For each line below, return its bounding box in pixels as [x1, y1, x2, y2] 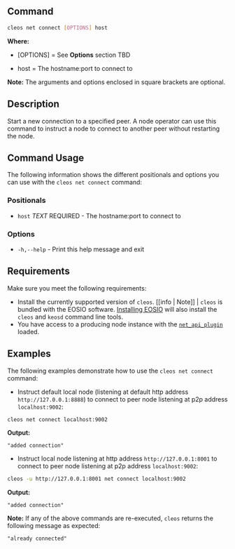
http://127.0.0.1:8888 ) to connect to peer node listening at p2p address [17, 395, 229, 403]
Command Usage [7, 152, 85, 164]
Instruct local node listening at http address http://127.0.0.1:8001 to [17, 454, 218, 463]
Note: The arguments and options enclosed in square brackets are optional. [7, 77, 226, 86]
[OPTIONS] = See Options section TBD [17, 51, 131, 59]
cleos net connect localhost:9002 [7, 416, 108, 423]
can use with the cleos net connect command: [7, 178, 142, 187]
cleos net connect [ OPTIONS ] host [7, 24, 108, 31]
